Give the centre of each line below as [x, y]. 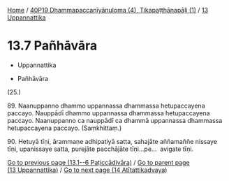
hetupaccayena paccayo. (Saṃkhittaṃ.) [65, 128]
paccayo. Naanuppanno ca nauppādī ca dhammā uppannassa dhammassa [115, 120]
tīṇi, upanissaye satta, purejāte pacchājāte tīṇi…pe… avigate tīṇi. [101, 149]
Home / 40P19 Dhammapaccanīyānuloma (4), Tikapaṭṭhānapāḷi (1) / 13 [108, 10]
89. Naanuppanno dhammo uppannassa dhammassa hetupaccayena [106, 106]
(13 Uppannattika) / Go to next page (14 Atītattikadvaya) [87, 170]
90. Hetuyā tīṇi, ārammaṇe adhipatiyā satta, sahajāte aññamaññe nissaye [112, 141]
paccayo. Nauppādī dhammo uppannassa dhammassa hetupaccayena [109, 113]
